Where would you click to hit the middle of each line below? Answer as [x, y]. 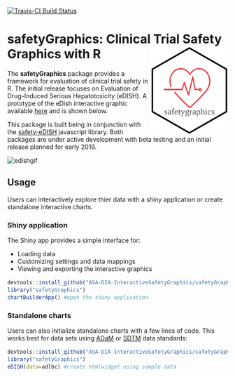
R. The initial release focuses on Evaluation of [73, 88]
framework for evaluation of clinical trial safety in [78, 81]
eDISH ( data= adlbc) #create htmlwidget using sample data [92, 366]
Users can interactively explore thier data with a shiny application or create [115, 199]
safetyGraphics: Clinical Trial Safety [115, 39]
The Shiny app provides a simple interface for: [74, 240]
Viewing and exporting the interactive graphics [85, 269]
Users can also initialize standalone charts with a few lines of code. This [111, 331]
